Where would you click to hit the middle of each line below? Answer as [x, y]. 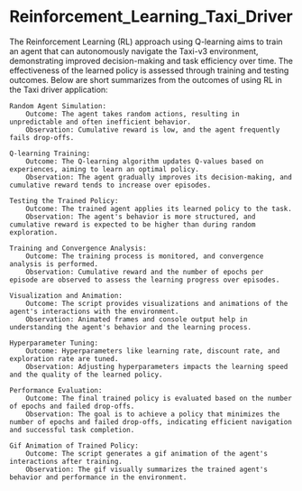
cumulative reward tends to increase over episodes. [110, 185]
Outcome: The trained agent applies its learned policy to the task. [159, 208]
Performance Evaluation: [56, 390]
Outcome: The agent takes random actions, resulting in [133, 114]
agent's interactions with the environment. [94, 311]
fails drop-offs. [42, 137]
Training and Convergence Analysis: [78, 248]
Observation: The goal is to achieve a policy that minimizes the [153, 414]
